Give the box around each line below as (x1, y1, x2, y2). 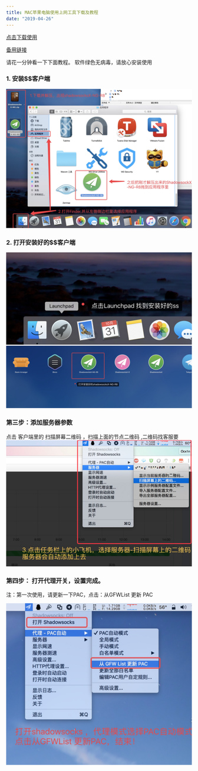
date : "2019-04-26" (6, 15, 54, 22)
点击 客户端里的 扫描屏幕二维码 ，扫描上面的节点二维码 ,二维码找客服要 (6, 433, 179, 440)
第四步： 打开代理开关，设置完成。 (6, 576, 104, 584)
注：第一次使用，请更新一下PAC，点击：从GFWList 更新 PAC (6, 591, 153, 598)
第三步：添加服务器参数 (6, 419, 72, 427)
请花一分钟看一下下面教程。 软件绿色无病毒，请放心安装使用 (6, 58, 152, 66)
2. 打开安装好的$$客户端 (6, 238, 75, 246)
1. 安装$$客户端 (6, 74, 51, 83)
